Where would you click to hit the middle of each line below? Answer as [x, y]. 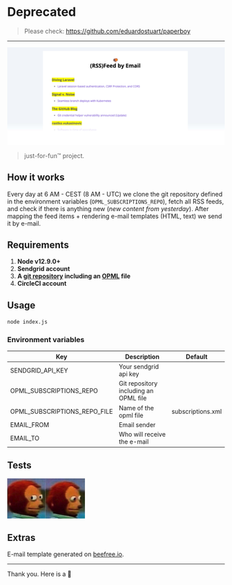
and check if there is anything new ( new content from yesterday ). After [108, 208]
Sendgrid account [43, 269]
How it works [36, 178]
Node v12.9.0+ [39, 261]
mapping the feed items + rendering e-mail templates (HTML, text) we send [115, 216]
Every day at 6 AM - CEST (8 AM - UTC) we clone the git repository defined [115, 194]
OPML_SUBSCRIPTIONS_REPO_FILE [61, 412]
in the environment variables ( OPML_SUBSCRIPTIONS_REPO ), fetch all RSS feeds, [116, 201]
